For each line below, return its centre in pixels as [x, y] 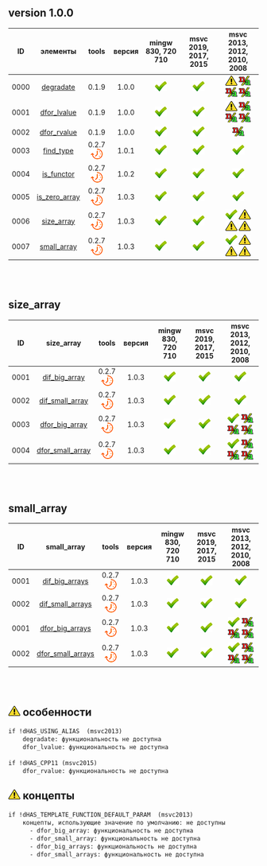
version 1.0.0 [41, 13]
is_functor [59, 173]
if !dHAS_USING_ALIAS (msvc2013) [66, 732]
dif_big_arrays [66, 581]
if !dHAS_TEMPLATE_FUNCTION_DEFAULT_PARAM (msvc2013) [101, 815]
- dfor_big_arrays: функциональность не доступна [113, 847]
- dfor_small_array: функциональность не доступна [115, 839]
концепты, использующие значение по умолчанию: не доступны [124, 823]
